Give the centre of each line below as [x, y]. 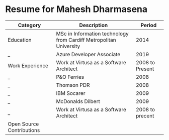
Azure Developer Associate [88, 54]
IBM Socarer [71, 93]
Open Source [23, 124]
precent [145, 115]
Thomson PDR [73, 85]
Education [20, 40]
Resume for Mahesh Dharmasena [76, 9]
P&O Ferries [70, 77]
